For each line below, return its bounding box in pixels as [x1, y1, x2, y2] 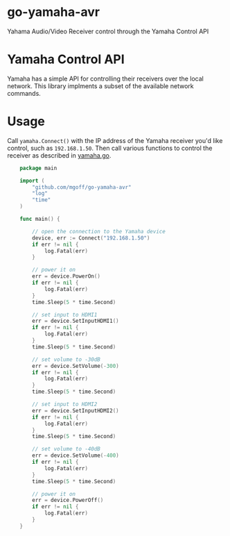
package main [19, 165, 57, 171]
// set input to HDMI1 [32, 311, 98, 318]
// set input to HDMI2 [32, 401, 98, 408]
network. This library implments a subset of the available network [7, 81, 194, 90]
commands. [7, 89, 42, 97]
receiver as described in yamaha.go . [7, 151, 112, 160]
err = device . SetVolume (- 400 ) [32, 452, 119, 459]
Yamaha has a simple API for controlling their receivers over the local [7, 74, 204, 83]
